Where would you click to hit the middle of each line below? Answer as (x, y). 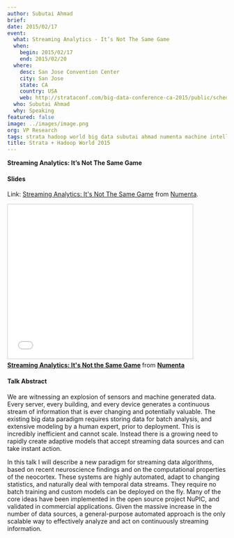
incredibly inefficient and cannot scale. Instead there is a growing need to (112, 434)
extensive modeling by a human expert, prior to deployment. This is (104, 426)
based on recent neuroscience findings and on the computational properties (117, 469)
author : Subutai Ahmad (40, 14)
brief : (17, 20)
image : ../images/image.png (48, 124)
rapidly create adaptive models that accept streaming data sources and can (116, 441)
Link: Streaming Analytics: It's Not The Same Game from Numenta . (103, 194)
